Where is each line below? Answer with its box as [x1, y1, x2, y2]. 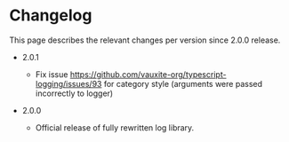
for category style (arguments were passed [103, 78, 263, 89]
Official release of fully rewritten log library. [35, 122, 195, 133]
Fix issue [35, 68, 68, 80]
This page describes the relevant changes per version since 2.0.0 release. [9, 35, 281, 45]
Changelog [9, 5, 92, 26]
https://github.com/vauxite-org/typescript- [69, 68, 227, 80]
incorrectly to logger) [35, 88, 114, 99]
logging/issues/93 [35, 78, 102, 89]
